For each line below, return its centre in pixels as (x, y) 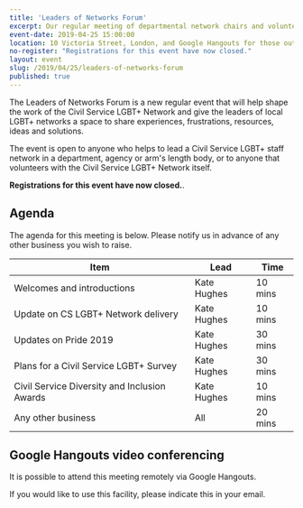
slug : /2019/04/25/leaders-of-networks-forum (96, 69)
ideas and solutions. (46, 131)
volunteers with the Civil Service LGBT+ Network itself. (111, 167)
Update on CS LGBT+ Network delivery (96, 314)
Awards (30, 397)
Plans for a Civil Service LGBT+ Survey (96, 365)
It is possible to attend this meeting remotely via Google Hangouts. (133, 477)
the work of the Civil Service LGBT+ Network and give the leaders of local (146, 111)
